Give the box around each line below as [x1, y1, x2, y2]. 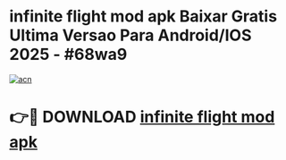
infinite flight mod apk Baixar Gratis [9, 6, 278, 27]
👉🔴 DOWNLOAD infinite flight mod [9, 107, 275, 127]
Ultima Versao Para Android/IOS [9, 25, 252, 46]
